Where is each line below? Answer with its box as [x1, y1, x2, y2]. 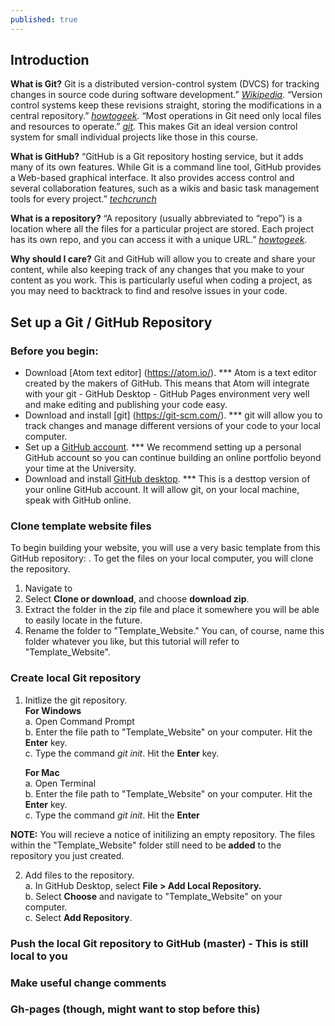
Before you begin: [10, 344, 99, 358]
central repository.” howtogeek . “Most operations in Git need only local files [10, 110, 322, 122]
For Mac [24, 766, 60, 778]
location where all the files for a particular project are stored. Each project [10, 223, 314, 235]
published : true [10, 14, 78, 25]
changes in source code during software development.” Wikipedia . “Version [10, 89, 323, 101]
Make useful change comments [10, 976, 167, 990]
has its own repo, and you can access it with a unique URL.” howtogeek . [10, 234, 308, 246]
